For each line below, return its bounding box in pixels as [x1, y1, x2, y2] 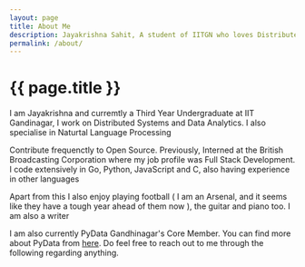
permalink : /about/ [9, 38, 84, 48]
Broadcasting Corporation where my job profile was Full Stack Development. [9, 154, 296, 165]
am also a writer [9, 211, 70, 222]
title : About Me [9, 22, 71, 31]
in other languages [9, 173, 80, 184]
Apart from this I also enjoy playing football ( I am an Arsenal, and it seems [9, 192, 288, 203]
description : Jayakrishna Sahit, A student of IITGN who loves [9, 30, 254, 39]
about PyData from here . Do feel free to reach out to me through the [9, 238, 264, 249]
